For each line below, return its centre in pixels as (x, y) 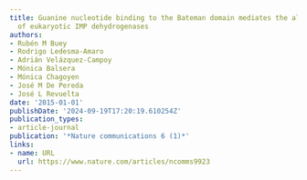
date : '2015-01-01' (47, 102)
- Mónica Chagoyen (44, 77)
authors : (26, 35)
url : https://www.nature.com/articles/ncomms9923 (114, 161)
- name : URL (32, 153)
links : (22, 145)
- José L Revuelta (44, 94)
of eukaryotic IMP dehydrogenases (83, 26)
